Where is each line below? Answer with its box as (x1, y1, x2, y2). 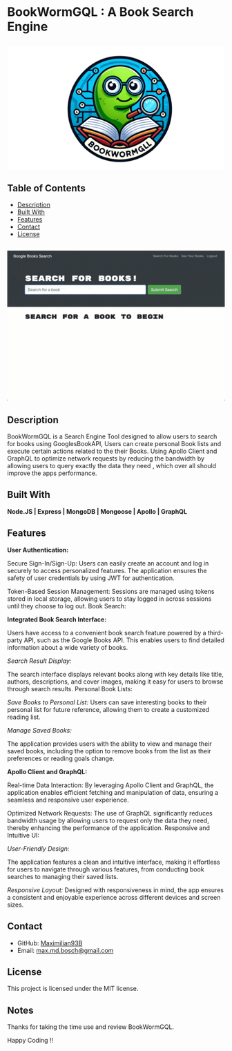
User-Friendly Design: (7, 844, 70, 853)
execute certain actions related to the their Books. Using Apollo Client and (7, 447, 217, 456)
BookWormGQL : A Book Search (7, 4, 194, 20)
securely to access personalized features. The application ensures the (7, 566, 207, 575)
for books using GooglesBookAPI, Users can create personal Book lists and (7, 440, 222, 448)
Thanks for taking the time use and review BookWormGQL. (7, 1023, 175, 1031)
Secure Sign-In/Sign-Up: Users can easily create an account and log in (7, 559, 209, 567)
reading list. (7, 713, 41, 721)
